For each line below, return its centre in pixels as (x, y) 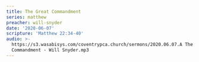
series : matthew (26, 17)
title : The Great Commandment (44, 12)
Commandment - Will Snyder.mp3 (50, 50)
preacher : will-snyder (34, 22)
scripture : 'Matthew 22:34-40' (45, 34)
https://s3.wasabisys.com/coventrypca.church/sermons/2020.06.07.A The (102, 45)
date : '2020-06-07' (30, 28)
